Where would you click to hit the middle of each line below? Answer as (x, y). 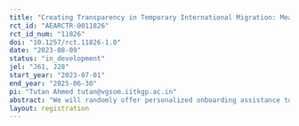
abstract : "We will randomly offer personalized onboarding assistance (145, 100)
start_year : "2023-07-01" (57, 75)
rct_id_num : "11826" (48, 34)
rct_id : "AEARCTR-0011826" (59, 26)
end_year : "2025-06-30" (53, 83)
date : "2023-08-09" (45, 51)
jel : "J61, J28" (39, 67)
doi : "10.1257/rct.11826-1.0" (65, 42)
